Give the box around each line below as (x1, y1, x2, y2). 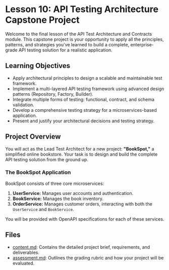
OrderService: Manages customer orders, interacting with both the (12, 200, 152, 207)
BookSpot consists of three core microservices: (5, 180, 104, 186)
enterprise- (130, 41, 154, 47)
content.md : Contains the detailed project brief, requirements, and (12, 244, 150, 250)
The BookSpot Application (5, 169, 71, 176)
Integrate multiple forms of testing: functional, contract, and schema (12, 96, 155, 102)
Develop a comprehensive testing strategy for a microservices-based (12, 107, 157, 113)
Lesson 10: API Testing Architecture (5, 4, 159, 15)
